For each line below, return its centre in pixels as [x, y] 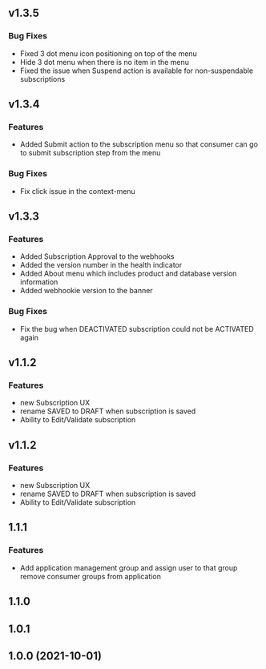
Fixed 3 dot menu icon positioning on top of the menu [109, 53]
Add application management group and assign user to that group [129, 567]
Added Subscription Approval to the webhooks [97, 256]
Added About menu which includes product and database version [128, 274]
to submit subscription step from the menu [90, 153]
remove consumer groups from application [91, 576]
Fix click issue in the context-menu [78, 191]
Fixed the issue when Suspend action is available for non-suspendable [137, 71]
